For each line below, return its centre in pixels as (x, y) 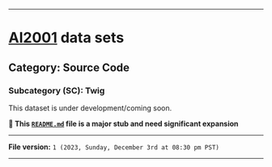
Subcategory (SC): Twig (57, 90)
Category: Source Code (69, 67)
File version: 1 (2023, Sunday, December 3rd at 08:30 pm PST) (114, 147)
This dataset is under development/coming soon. (90, 108)
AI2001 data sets (66, 38)
